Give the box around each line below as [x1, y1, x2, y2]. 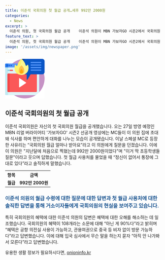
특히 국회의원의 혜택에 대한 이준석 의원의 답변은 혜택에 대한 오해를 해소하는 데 [5, 215, 154, 221]
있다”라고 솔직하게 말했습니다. [14, 160, 72, 166]
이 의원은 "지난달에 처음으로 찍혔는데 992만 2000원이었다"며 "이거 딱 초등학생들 [5, 148, 160, 154]
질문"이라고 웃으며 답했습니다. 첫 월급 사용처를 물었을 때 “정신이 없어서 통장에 [5, 154, 154, 160]
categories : [5, 13, 30, 18]
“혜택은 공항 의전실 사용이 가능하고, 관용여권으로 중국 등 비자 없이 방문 [5, 227, 139, 233]
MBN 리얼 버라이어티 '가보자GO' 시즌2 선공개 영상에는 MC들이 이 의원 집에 [5, 129, 149, 135]
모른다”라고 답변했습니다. [10, 239, 59, 245]
